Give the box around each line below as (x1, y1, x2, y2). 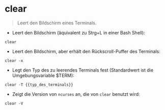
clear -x (5, 58, 23, 63)
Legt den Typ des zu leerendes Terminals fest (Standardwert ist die (12, 67, 154, 73)
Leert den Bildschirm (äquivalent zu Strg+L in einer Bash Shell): (12, 29, 146, 35)
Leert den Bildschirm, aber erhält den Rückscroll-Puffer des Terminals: (12, 48, 161, 54)
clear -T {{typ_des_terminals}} (5, 82, 73, 87)
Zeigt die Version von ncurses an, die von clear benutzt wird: (12, 91, 141, 97)
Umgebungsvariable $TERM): (12, 72, 74, 79)
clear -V (5, 101, 23, 106)
